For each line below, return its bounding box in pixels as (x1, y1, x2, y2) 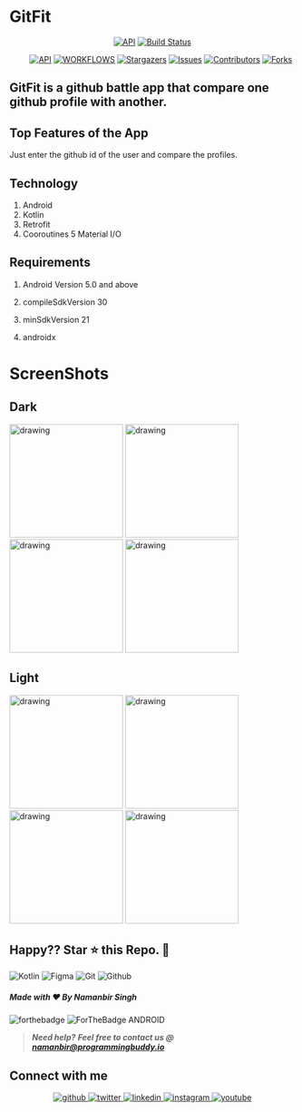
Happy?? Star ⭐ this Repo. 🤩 (9, 941, 170, 958)
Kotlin (22, 209, 44, 219)
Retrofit (22, 219, 51, 229)
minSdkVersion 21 (22, 314, 90, 325)
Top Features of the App (9, 125, 149, 141)
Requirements (9, 255, 91, 270)
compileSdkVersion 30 (22, 297, 108, 307)
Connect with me (9, 1068, 109, 1083)
